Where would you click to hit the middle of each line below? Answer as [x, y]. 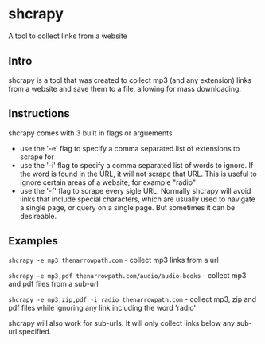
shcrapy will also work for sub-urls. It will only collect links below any [122, 323]
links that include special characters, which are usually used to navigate [138, 199]
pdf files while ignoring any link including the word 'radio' [102, 308]
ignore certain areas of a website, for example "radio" [108, 182]
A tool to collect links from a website [68, 36]
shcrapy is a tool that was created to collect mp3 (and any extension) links [130, 80]
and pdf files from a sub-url [53, 284]
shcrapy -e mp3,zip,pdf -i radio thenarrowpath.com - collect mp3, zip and [132, 299]
